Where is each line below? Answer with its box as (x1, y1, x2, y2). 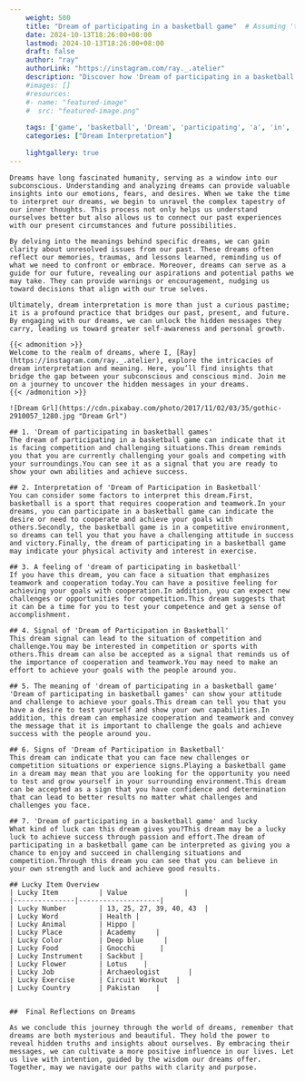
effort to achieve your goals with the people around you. (9, 665, 238, 674)
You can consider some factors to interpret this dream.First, (9, 491, 254, 500)
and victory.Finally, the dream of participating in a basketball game (9, 538, 286, 547)
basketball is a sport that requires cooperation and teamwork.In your (9, 498, 286, 508)
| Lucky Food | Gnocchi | (9, 943, 165, 953)
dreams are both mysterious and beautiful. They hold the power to (9, 1031, 271, 1040)
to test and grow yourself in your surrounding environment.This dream (9, 777, 286, 786)
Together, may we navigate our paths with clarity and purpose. (9, 1063, 258, 1072)
